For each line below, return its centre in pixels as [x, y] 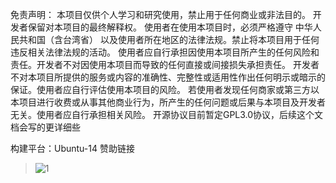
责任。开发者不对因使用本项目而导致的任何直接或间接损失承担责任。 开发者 [165, 64]
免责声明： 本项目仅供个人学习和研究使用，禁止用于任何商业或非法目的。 [160, 14]
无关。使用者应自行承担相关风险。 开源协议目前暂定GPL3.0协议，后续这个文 [167, 114]
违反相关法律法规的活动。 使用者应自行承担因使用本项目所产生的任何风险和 [165, 52]
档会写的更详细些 [45, 127]
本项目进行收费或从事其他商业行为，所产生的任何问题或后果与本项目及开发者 [168, 102]
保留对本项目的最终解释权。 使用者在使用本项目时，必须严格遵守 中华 [170, 27]
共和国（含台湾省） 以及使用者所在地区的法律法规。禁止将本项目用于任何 [169, 39]
